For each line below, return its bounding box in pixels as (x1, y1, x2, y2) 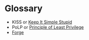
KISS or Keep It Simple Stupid (11, 19, 72, 25)
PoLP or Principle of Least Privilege (11, 24, 84, 30)
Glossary (4, 3, 43, 14)
